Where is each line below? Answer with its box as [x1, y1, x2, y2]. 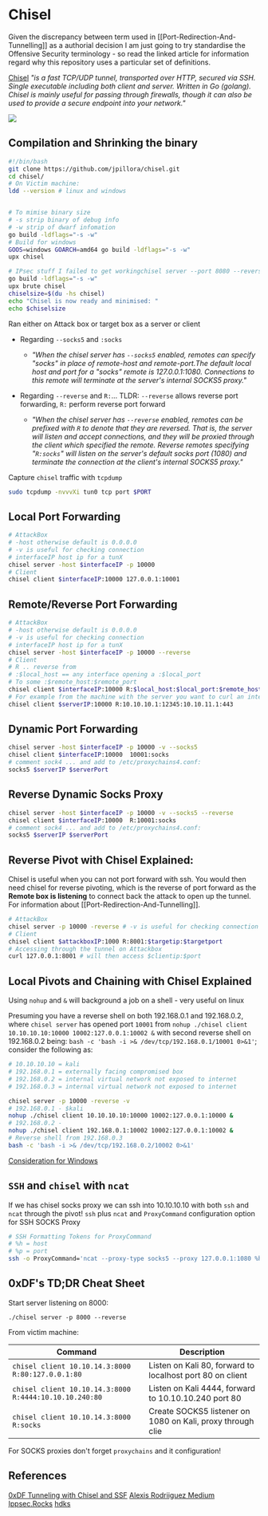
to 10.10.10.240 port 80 [148, 1392, 242, 1404]
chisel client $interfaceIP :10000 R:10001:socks [8, 816, 177, 825]
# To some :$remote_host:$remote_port [8, 678, 137, 687]
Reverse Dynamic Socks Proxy [8, 788, 164, 801]
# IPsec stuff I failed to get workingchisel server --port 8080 [8, 267, 230, 276]
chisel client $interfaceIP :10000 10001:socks [8, 751, 170, 759]
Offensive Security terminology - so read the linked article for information [8, 49, 250, 58]
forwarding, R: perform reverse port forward [19, 399, 166, 408]
